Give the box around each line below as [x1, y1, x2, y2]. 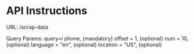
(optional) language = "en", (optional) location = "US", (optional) [6, 41, 162, 48]
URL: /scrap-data [6, 23, 49, 31]
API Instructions [6, 4, 88, 18]
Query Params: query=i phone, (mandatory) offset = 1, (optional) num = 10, [6, 35, 189, 42]
